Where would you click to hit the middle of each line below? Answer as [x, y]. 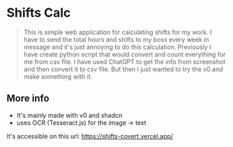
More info [28, 99]
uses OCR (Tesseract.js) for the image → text [82, 123]
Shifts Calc [39, 13]
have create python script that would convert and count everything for [125, 54]
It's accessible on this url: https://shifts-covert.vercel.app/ [90, 136]
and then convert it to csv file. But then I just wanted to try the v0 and [123, 69]
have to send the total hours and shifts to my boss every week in [116, 39]
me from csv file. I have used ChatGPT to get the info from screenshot [125, 61]
